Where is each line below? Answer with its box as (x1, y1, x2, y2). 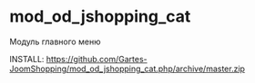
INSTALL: (9, 53, 45, 64)
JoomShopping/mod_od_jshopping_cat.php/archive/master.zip (9, 63, 246, 74)
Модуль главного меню (9, 36, 101, 47)
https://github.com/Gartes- (46, 53, 148, 64)
